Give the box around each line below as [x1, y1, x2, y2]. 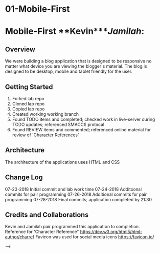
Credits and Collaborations [5, 211, 89, 219]
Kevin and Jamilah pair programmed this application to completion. [5, 224, 140, 230]
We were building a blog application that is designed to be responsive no [5, 58, 152, 64]
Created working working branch [12, 111, 79, 117]
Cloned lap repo [12, 101, 45, 106]
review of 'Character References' [12, 132, 79, 138]
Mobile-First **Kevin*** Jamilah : [5, 26, 144, 37]
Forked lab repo [12, 96, 45, 101]
